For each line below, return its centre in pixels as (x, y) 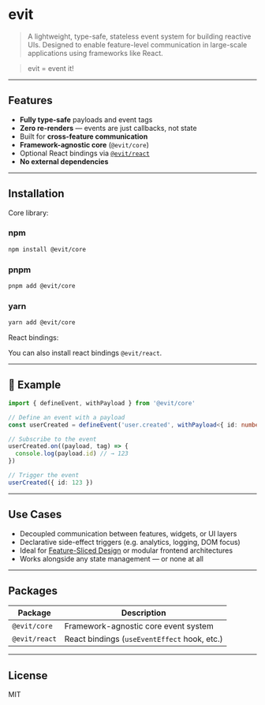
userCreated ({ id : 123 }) (50, 483)
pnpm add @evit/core (42, 286)
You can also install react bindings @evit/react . (85, 353)
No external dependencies (64, 161)
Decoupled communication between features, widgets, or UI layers (128, 533)
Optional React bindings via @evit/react (84, 153)
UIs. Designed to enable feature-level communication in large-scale (137, 44)
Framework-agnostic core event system (139, 626)
